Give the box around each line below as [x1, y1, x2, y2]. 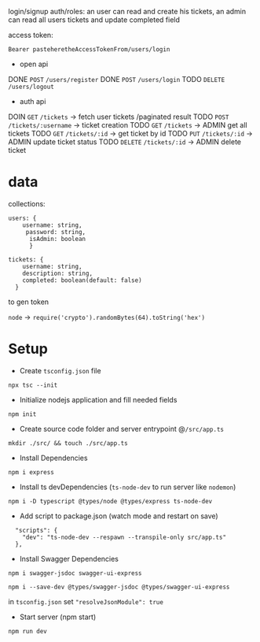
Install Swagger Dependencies [19, 554, 119, 563]
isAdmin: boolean [28, 235, 86, 243]
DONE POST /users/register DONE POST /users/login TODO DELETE [8, 75, 225, 83]
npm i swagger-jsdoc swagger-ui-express [8, 569, 143, 577]
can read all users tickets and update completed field [8, 15, 181, 24]
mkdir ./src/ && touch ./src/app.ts [8, 439, 128, 447]
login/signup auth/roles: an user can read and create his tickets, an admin [8, 7, 247, 16]
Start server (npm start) [19, 612, 97, 622]
